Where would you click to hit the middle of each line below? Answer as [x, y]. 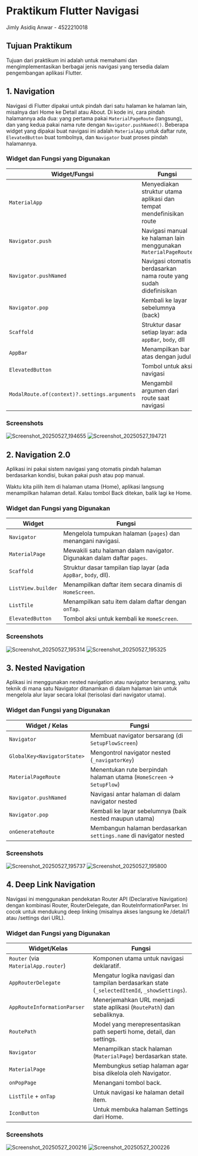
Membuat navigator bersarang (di [137, 736]
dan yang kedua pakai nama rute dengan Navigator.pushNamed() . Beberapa [97, 124]
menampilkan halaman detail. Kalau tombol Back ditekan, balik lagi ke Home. [99, 493]
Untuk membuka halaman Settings [141, 1110]
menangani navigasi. [92, 541]
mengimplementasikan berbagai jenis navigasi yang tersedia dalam [88, 66]
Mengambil [157, 383]
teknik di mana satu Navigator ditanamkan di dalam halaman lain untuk [92, 689]
